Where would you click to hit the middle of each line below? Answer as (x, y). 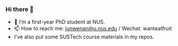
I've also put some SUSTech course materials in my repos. (84, 37)
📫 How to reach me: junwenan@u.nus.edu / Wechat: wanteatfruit (93, 29)
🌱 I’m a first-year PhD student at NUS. (60, 22)
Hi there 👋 (20, 9)
